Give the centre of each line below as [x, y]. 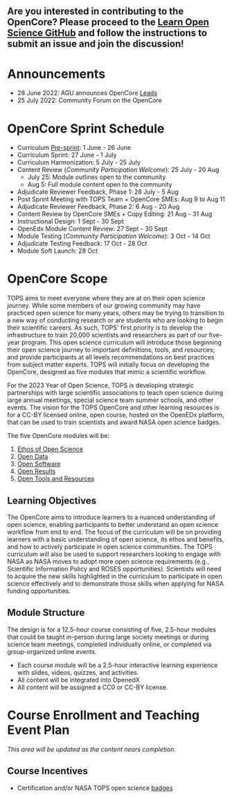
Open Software [39, 464]
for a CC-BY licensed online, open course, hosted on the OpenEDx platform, [116, 415]
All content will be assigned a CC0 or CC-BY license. [92, 687]
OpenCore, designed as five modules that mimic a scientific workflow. [107, 372]
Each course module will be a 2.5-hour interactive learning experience [117, 665]
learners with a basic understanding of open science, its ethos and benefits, [116, 539]
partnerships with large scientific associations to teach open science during [115, 393]
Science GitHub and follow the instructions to [107, 33]
